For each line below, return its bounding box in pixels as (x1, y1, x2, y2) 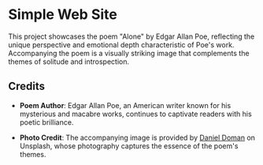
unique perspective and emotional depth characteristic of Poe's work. (8, 39, 235, 49)
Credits (8, 80, 46, 93)
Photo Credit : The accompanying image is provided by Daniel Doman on (19, 133, 256, 142)
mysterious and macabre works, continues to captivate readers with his (19, 109, 252, 118)
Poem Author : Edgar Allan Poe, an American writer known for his (19, 100, 232, 110)
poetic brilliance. (19, 117, 74, 127)
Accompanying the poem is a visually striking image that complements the (8, 48, 250, 58)
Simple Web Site (8, 6, 118, 24)
